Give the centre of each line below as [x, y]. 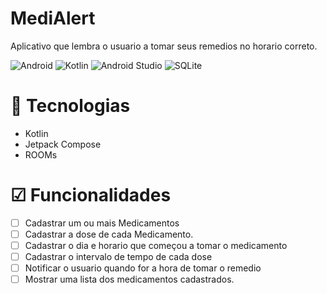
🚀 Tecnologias [70, 106]
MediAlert [53, 18]
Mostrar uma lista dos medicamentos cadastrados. [129, 279]
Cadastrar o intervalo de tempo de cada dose [118, 256]
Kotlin [36, 133]
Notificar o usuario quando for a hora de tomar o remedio [143, 268]
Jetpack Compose [63, 144]
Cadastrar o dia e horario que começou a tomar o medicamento [156, 245]
